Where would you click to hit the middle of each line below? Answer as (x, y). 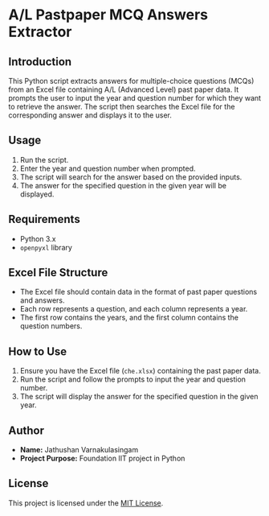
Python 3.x (38, 238)
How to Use (38, 351)
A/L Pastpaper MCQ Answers (108, 15)
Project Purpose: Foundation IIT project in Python (102, 458)
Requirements (44, 219)
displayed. (37, 194)
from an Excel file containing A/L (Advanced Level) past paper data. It (124, 89)
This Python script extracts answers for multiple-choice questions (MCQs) (131, 81)
